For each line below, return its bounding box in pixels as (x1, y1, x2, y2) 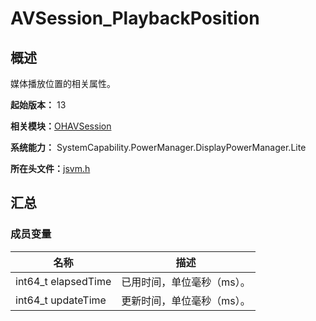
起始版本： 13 (10, 99, 67, 111)
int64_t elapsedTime (15, 274, 112, 288)
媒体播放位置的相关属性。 (10, 78, 116, 89)
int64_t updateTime (15, 293, 107, 307)
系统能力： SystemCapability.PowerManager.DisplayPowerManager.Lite (10, 142, 307, 153)
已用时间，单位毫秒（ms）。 (121, 275, 251, 289)
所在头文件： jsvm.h (10, 163, 91, 174)
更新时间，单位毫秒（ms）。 (121, 293, 251, 307)
